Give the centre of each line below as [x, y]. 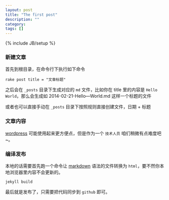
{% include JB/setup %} [30, 43]
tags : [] [14, 29]
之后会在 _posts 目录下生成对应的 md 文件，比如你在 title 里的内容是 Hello [81, 90]
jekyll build [19, 182]
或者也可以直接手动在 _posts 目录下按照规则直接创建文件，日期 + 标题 [78, 107]
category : [16, 24]
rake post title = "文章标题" [35, 80]
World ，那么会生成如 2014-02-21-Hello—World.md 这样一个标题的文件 [78, 96]
